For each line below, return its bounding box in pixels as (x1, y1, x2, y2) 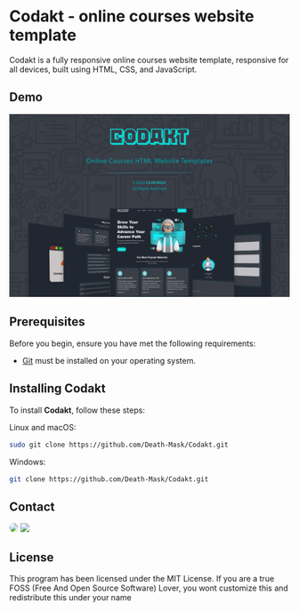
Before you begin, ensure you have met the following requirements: (9, 338, 256, 349)
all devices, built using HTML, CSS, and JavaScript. (9, 64, 198, 75)
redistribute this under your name (9, 592, 132, 603)
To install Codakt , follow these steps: (9, 405, 145, 415)
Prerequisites (9, 314, 85, 330)
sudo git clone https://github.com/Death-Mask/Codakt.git (9, 440, 229, 449)
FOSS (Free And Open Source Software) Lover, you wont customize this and (9, 583, 289, 593)
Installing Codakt (9, 381, 106, 397)
